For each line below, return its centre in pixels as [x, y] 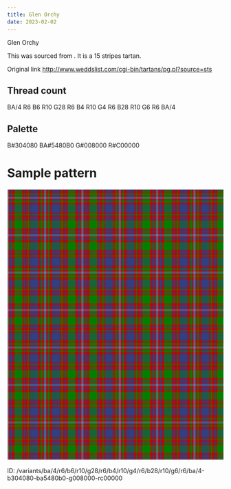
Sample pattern [52, 173]
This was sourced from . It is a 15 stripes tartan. [74, 56]
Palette [23, 128]
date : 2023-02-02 [32, 22]
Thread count [37, 91]
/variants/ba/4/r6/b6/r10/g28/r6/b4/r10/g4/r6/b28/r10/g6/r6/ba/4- [110, 471]
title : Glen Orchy [33, 14]
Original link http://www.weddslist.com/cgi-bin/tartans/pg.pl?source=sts [110, 69]
